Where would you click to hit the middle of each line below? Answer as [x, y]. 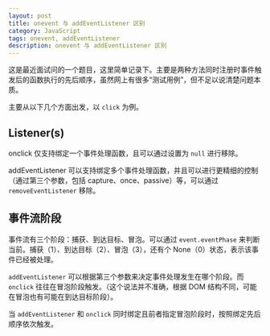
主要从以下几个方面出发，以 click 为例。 [76, 107]
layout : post [30, 16]
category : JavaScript [45, 31]
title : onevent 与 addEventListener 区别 [77, 23]
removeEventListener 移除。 [54, 190]
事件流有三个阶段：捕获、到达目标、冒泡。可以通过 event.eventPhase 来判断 [134, 239]
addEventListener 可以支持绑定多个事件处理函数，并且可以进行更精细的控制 [133, 170]
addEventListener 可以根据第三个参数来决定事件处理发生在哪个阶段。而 [126, 276]
